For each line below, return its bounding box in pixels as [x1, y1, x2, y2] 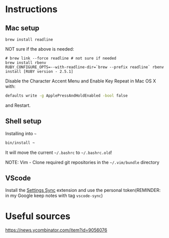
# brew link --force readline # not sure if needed [5, 56, 116, 61]
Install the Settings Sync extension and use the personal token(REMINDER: [5, 187, 161, 193]
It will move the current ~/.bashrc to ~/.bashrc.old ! [5, 149, 112, 155]
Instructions [5, 4, 58, 15]
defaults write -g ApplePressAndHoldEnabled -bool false [5, 93, 128, 98]
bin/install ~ [5, 140, 35, 145]
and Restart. [5, 102, 31, 108]
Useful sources [5, 210, 71, 222]
